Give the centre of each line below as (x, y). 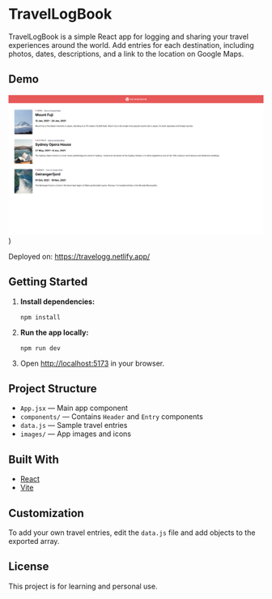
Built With (34, 459)
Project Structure (53, 389)
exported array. (34, 541)
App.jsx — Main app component (74, 408)
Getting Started (48, 282)
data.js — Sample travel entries (74, 426)
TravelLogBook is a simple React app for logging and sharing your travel (129, 36)
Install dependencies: (57, 302)
